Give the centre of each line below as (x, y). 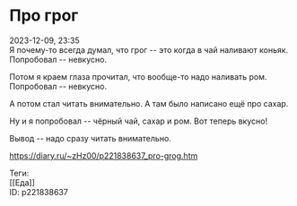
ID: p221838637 (39, 192)
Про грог (44, 16)
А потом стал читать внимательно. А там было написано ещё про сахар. (149, 103)
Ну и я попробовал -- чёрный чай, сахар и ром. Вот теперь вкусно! (138, 121)
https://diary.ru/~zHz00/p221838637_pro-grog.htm (104, 155)
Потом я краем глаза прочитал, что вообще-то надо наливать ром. (138, 76)
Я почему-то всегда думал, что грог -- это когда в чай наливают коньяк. (149, 49)
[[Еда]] (22, 182)
